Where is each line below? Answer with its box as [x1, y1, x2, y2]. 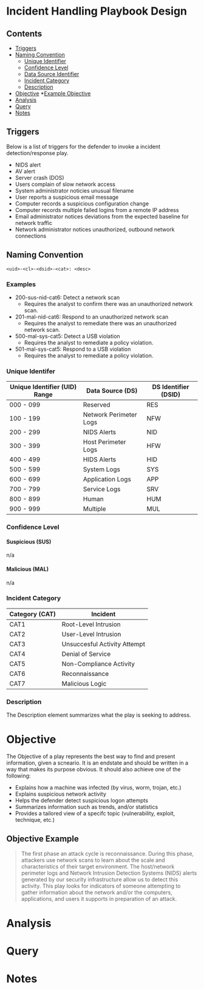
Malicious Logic [61, 679, 107, 687]
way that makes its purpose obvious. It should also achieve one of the [6, 766, 181, 773]
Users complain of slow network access [15, 181, 116, 188]
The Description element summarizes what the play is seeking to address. [6, 711, 191, 718]
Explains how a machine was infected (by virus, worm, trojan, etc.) [15, 784, 182, 791]
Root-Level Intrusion [61, 620, 121, 629]
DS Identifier [152, 383, 189, 391]
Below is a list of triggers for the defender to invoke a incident [6, 143, 161, 150]
